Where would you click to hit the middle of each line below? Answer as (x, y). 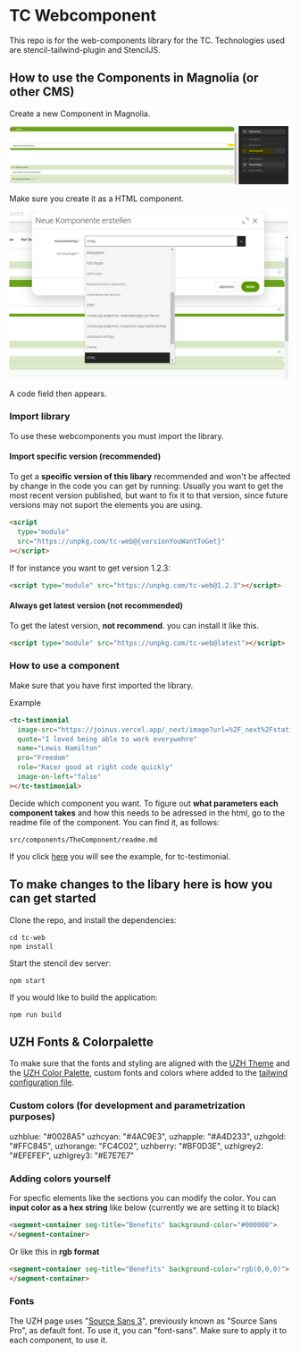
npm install (31, 946)
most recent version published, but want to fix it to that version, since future (149, 495)
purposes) (32, 1117)
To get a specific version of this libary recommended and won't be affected (150, 477)
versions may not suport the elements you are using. (106, 505)
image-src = (37, 730)
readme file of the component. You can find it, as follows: (115, 822)
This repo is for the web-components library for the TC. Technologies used (147, 40)
